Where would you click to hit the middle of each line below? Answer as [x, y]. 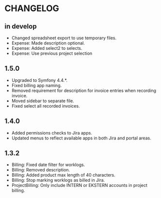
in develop [21, 26]
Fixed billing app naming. [37, 85]
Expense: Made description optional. [48, 43]
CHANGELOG [32, 8]
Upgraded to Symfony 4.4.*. [40, 80]
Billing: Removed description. [41, 170]
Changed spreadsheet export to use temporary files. [64, 38]
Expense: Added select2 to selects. [47, 48]
